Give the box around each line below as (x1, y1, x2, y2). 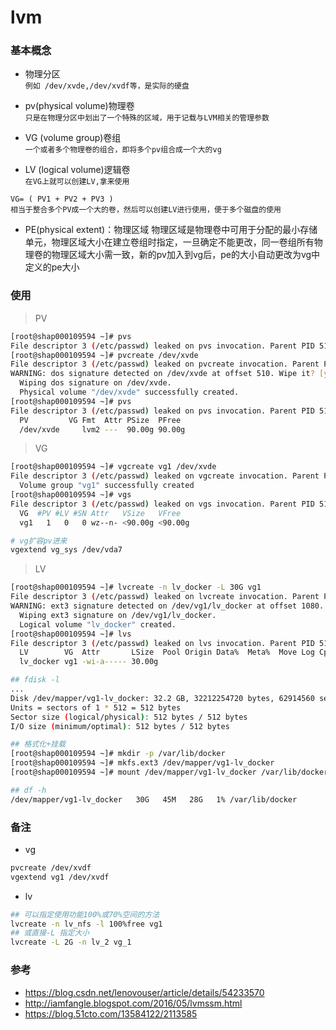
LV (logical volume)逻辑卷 (24, 164, 131, 176)
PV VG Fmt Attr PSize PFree (19, 415, 182, 425)
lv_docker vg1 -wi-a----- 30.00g (19, 657, 159, 667)
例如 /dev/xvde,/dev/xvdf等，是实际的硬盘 (24, 81, 190, 91)
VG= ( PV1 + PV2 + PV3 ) (10, 194, 114, 205)
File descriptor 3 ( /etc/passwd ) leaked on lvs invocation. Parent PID (10, 638, 315, 648)
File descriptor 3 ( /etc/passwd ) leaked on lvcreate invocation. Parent (10, 592, 320, 602)
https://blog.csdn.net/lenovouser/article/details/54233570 (24, 986, 265, 998)
